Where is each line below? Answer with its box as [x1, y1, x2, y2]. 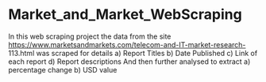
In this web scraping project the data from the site [8, 32, 172, 41]
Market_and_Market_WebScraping [8, 6, 242, 24]
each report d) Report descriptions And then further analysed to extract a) [8, 57, 251, 66]
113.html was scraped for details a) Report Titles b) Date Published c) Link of [8, 48, 258, 58]
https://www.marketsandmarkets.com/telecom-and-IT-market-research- [8, 39, 246, 49]
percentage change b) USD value [8, 65, 118, 74]
